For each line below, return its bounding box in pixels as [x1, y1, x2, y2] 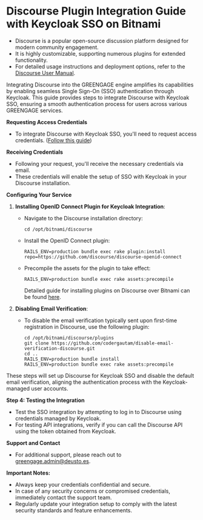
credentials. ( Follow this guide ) [15, 136, 92, 143]
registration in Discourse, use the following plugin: [24, 323, 150, 331]
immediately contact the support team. [15, 493, 112, 501]
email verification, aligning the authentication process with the [6, 378, 162, 386]
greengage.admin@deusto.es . [15, 457, 91, 464]
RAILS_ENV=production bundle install [24, 356, 120, 362]
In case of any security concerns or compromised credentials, [15, 487, 171, 495]
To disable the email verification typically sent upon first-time [24, 317, 178, 324]
